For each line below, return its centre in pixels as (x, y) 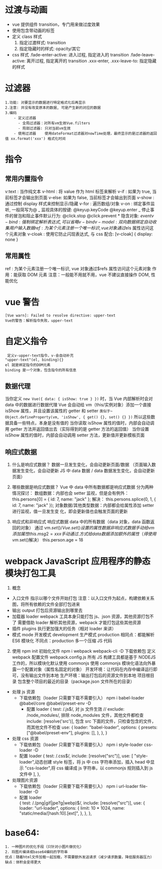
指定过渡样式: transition (43, 42)
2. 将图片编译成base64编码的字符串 (37, 852)
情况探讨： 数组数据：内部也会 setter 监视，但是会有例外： (70, 493)
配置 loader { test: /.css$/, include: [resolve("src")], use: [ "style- (83, 756)
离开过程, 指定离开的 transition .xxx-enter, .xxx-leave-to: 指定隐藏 (91, 61)
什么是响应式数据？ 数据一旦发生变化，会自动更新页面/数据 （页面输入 (82, 465)
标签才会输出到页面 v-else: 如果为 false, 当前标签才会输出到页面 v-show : (82, 197)
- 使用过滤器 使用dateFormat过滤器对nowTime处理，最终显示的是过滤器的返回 (85, 133)
